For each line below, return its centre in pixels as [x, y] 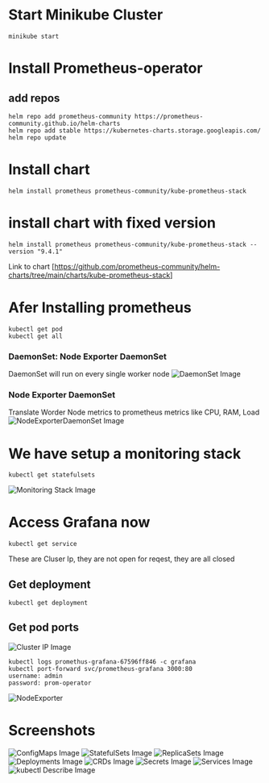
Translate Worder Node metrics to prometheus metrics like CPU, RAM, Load [134, 412]
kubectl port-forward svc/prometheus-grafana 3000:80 [101, 668]
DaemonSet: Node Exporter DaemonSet [87, 356]
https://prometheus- [169, 116]
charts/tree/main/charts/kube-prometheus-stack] [91, 275]
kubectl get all [35, 336]
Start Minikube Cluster [86, 15]
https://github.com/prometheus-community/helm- [137, 266]
